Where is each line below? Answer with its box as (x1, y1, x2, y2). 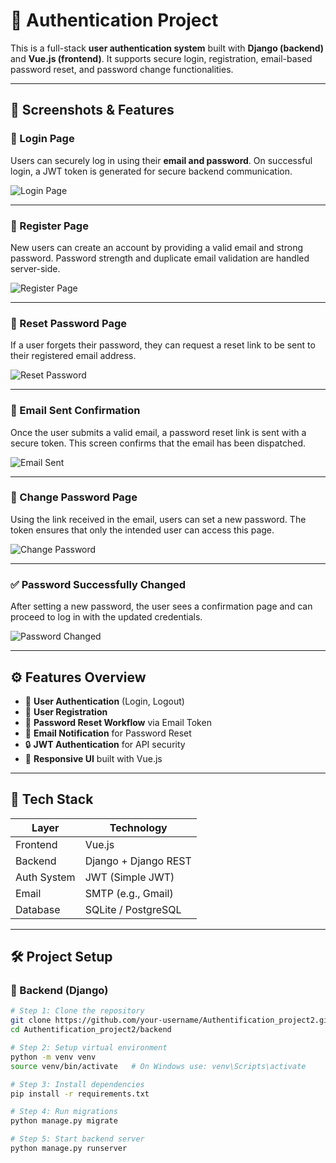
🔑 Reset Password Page (10, 316, 128, 330)
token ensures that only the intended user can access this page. (10, 524, 275, 536)
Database (15, 902, 61, 916)
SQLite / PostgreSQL (84, 902, 182, 916)
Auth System (15, 870, 76, 884)
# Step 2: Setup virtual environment (10, 1043, 168, 1053)
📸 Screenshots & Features (10, 102, 175, 119)
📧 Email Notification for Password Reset (24, 727, 192, 739)
